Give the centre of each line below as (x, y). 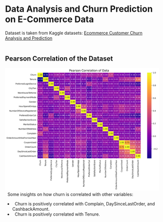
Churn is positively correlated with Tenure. (57, 214)
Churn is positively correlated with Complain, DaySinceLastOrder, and (85, 203)
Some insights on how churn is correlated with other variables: (70, 194)
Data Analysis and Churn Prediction (79, 9)
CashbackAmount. (31, 209)
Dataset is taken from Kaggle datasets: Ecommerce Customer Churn (74, 33)
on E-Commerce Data (50, 19)
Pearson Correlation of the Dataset (59, 59)
